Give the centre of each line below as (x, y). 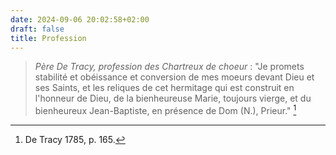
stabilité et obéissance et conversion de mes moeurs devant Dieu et (174, 77)
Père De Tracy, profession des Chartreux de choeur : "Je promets (169, 67)
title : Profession (48, 38)
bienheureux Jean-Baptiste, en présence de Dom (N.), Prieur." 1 (165, 110)
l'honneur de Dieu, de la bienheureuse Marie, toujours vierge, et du (173, 98)
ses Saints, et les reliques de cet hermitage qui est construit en (164, 88)
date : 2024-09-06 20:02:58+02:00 (80, 19)
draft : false (37, 29)
